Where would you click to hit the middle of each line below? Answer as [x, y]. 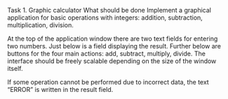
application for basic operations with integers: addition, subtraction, [105, 18]
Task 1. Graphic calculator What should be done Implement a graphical [109, 10]
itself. [15, 68]
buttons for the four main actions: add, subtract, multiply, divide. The [106, 53]
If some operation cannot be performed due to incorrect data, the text [108, 82]
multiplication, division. [40, 25]
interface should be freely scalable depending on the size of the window [112, 61]
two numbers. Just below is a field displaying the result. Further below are [114, 46]
